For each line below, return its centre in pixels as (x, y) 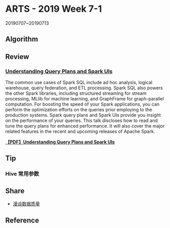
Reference (22, 220)
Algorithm (22, 39)
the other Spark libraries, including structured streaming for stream (76, 93)
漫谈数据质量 (26, 204)
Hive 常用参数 (22, 174)
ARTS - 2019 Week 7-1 (54, 9)
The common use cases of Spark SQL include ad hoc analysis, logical (79, 82)
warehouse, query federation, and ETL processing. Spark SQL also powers (84, 88)
